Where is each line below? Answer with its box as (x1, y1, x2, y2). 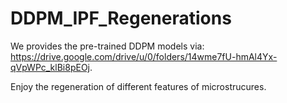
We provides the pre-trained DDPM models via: (10, 40, 205, 52)
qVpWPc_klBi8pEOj (10, 61, 90, 73)
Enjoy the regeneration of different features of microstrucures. (10, 80, 267, 92)
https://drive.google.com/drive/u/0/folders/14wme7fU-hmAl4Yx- (10, 50, 278, 62)
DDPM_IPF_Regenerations (10, 7, 232, 30)
